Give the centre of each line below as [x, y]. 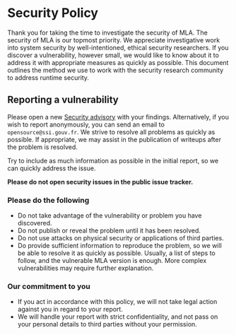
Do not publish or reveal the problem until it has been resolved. [109, 230]
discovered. [35, 223]
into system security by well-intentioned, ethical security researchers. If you [118, 47]
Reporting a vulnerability [63, 100]
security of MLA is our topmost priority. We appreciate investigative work [114, 40]
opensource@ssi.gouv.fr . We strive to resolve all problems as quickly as [111, 131]
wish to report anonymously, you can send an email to [86, 124]
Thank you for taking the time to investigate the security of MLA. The [108, 33]
